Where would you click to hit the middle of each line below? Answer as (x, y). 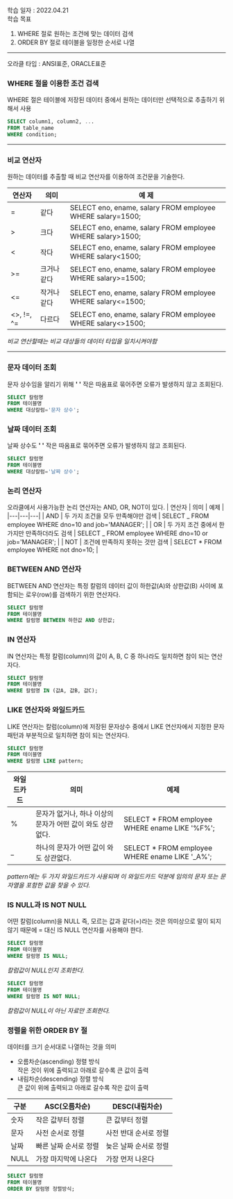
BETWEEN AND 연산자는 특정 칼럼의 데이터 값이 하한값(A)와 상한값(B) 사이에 (112, 585)
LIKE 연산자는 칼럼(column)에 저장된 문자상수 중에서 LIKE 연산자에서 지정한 (110, 726)
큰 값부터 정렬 (127, 1120)
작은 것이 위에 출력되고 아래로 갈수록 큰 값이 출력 (83, 1070)
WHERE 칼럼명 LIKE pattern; (46, 761)
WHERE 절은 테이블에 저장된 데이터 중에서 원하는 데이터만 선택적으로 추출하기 (112, 100)
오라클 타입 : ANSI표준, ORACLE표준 (57, 64)
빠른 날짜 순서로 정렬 (67, 1145)
